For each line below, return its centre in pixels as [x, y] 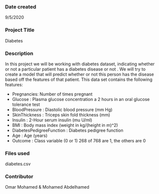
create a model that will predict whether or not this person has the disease [79, 74]
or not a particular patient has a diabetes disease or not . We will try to [75, 69]
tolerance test [26, 104]
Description [19, 53]
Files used [18, 153]
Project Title [20, 30]
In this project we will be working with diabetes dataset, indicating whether [80, 64]
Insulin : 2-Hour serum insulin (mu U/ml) [52, 120]
